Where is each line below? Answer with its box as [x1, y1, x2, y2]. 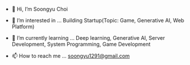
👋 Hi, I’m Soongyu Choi [11, 6, 68, 12]
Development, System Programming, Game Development [11, 41, 151, 47]
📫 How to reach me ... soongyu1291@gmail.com [11, 53, 130, 59]
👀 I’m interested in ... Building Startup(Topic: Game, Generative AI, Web [11, 17, 185, 23]
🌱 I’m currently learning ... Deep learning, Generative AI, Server [11, 35, 165, 41]
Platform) [11, 23, 35, 30]
